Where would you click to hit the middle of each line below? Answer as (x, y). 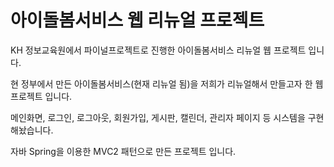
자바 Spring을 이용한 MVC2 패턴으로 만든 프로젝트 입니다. (123, 151)
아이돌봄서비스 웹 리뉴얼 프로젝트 (137, 20)
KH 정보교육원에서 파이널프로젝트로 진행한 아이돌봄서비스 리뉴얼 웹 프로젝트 (158, 50)
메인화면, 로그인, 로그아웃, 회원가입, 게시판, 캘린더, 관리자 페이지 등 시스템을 (158, 117)
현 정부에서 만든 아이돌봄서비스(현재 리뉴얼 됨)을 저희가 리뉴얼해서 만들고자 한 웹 (167, 83)
